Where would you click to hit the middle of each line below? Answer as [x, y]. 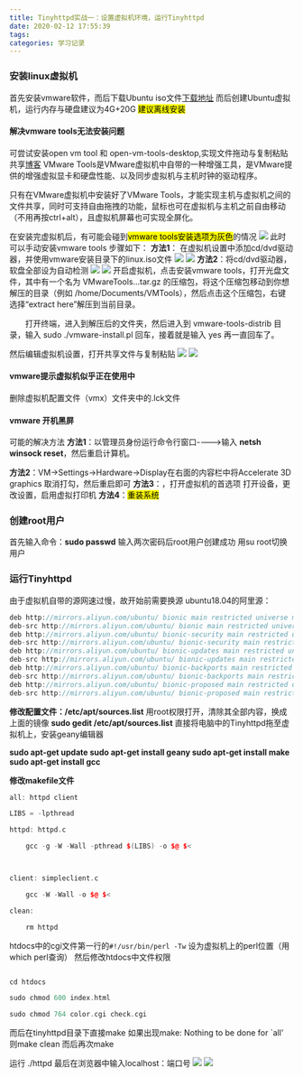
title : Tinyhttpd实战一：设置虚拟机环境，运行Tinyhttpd [107, 18]
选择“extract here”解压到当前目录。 [75, 304]
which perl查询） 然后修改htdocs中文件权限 [90, 957]
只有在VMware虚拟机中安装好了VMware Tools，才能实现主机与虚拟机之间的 [150, 194]
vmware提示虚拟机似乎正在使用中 [72, 376]
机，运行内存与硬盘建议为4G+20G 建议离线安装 [98, 108]
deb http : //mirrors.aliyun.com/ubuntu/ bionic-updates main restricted [147, 651]
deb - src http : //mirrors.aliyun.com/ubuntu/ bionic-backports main [137, 676]
